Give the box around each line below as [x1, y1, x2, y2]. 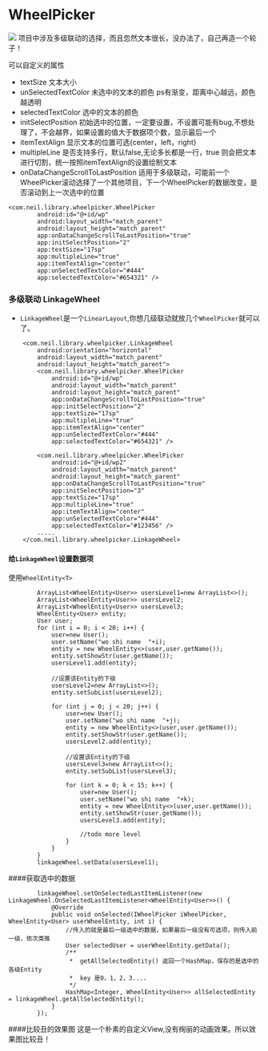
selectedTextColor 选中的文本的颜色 [19, 107, 138, 117]
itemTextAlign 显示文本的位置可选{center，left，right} [19, 137, 197, 147]
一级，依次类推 [8, 935, 50, 943]
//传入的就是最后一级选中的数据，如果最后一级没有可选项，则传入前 [65, 926, 258, 935]
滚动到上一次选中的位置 [26, 187, 105, 197]
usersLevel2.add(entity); [65, 738, 152, 746]
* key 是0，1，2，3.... [69, 974, 147, 983]
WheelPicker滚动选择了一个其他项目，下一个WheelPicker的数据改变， [19, 177, 250, 187]
